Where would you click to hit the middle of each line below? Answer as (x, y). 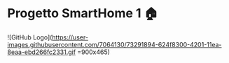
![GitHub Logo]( (30, 37)
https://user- (70, 37)
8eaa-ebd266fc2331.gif (41, 52)
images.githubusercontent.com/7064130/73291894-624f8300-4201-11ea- (114, 44)
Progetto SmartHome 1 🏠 (83, 13)
